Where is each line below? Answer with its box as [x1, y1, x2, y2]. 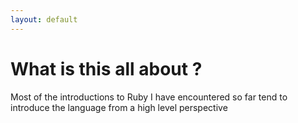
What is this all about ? [10, 57, 203, 80]
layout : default [10, 14, 78, 25]
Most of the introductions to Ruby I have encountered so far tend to [10, 91, 288, 103]
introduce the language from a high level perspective [10, 101, 228, 113]
